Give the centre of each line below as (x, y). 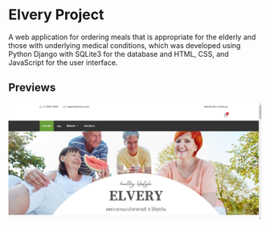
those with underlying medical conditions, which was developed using (125, 45)
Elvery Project (56, 15)
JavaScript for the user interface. (63, 63)
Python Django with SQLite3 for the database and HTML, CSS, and (119, 54)
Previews (32, 88)
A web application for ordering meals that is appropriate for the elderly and (132, 37)
